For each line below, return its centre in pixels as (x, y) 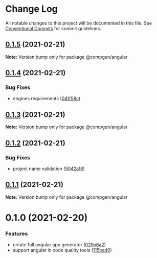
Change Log (31, 9)
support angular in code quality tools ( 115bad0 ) (62, 250)
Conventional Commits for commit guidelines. (53, 28)
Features (17, 233)
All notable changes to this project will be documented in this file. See (79, 23)
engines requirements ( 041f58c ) (47, 99)
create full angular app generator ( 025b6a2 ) (59, 245)
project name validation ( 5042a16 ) (49, 169)
